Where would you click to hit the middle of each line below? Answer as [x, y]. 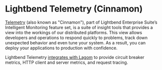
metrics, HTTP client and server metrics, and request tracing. [67, 62]
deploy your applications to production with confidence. [61, 48]
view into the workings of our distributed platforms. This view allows [74, 32]
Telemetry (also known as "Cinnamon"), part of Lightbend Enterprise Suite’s [81, 22]
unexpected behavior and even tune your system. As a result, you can [75, 42]
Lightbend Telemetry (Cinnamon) [74, 9]
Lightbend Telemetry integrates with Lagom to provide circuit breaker [75, 57]
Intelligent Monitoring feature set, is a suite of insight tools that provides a [79, 27]
